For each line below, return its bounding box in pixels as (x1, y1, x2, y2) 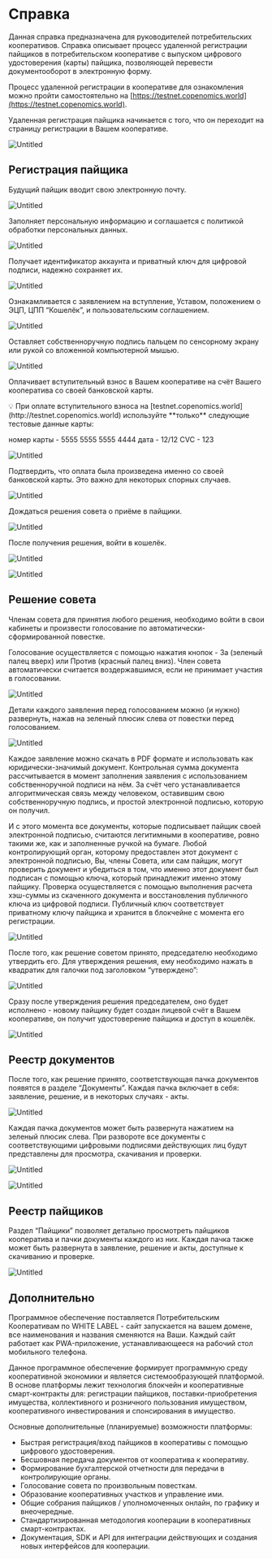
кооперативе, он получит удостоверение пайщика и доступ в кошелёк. (8, 1014, 256, 1023)
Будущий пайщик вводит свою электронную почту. (8, 185, 187, 194)
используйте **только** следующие (123, 410, 250, 419)
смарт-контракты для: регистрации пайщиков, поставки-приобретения (8, 1389, 257, 1398)
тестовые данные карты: (8, 419, 94, 428)
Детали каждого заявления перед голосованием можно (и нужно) (8, 705, 240, 714)
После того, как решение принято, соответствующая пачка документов (8, 1075, 259, 1084)
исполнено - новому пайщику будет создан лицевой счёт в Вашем (8, 1005, 241, 1014)
